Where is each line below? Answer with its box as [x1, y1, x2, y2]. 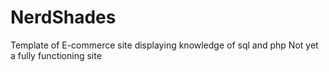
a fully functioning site [10, 49, 102, 61]
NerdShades [10, 6, 117, 29]
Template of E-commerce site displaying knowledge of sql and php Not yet [10, 39, 319, 51]
